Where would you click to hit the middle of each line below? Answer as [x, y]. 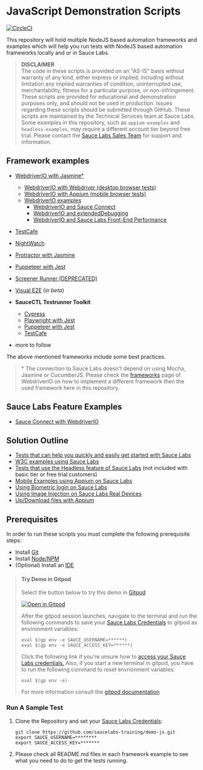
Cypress [35, 313]
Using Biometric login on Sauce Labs [61, 488]
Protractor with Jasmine [45, 255]
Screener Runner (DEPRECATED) [56, 278]
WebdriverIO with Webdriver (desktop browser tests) [90, 187]
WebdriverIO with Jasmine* [49, 175]
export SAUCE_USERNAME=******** [56, 737]
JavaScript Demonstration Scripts [94, 11]
